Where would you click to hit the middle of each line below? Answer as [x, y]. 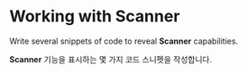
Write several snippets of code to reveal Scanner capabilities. [124, 41]
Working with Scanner [95, 16]
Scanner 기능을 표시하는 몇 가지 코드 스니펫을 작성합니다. [111, 59]
